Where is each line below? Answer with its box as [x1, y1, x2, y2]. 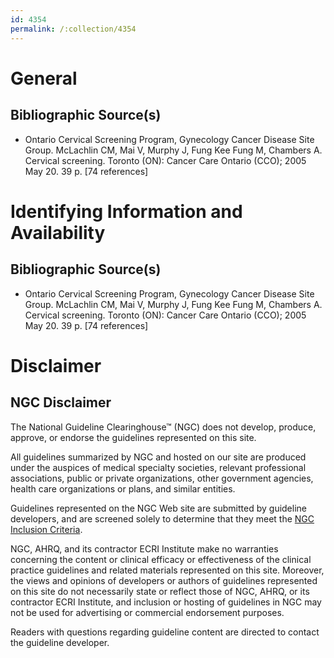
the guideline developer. [10, 636, 110, 648]
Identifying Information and [10, 200, 243, 223]
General [10, 67, 78, 90]
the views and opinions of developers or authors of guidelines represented [10, 574, 318, 586]
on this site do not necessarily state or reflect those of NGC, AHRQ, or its [10, 585, 310, 597]
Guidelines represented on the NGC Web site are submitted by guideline [10, 502, 307, 514]
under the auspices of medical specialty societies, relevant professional [10, 461, 307, 473]
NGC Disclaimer [10, 394, 112, 411]
